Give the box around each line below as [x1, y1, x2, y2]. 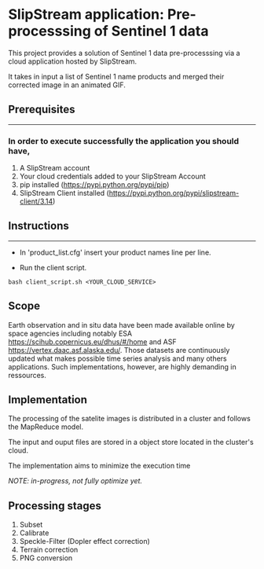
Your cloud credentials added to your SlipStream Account [19, 171, 206, 182]
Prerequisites [8, 103, 75, 116]
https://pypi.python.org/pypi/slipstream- [108, 189, 240, 198]
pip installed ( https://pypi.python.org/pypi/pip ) [19, 180, 170, 189]
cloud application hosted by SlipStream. [8, 57, 137, 66]
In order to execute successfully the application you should [8, 135, 240, 146]
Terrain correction [19, 545, 79, 555]
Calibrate [19, 528, 49, 538]
